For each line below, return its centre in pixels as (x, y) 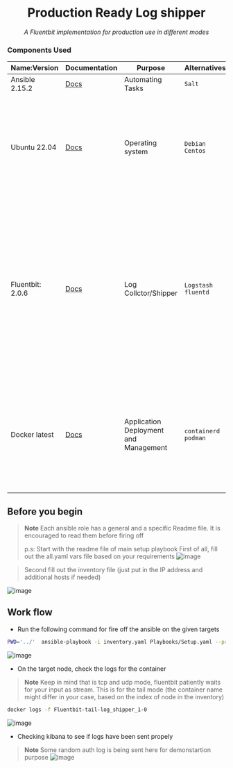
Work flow (30, 612)
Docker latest (32, 435)
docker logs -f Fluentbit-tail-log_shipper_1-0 (77, 710)
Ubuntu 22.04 (34, 147)
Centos (195, 151)
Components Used (39, 50)
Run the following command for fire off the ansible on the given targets (118, 629)
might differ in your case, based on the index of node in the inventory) (124, 696)
